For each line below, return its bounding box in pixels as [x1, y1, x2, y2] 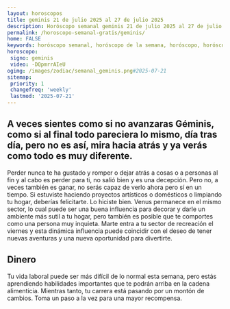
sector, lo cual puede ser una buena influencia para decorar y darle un [7, 205, 205, 213]
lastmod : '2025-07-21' [10, 93, 75, 100]
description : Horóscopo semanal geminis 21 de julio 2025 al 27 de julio [7, 23, 222, 29]
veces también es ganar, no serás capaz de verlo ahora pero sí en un [7, 183, 202, 191]
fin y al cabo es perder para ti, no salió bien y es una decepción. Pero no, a [7, 175, 218, 184]
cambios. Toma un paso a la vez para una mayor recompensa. [7, 294, 183, 302]
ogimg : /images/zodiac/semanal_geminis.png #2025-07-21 [7, 67, 167, 74]
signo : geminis [10, 55, 53, 62]
